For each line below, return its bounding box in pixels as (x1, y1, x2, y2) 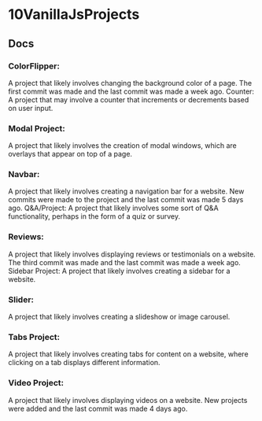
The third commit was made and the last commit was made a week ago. (8, 257, 242, 267)
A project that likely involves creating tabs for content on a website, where (8, 349, 249, 359)
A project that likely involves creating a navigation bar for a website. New (8, 186, 245, 196)
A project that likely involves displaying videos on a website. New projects (8, 395, 248, 404)
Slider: (8, 294, 34, 305)
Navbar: (8, 169, 40, 180)
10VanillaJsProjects (8, 6, 140, 24)
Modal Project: (8, 123, 65, 134)
